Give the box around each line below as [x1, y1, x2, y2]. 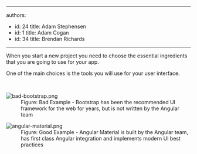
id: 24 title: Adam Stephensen [14, 23, 87, 30]
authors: [6, 12, 26, 18]
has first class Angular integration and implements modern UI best [21, 135, 181, 142]
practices [21, 141, 44, 148]
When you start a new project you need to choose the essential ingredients [6, 52, 188, 59]
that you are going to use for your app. [6, 59, 100, 65]
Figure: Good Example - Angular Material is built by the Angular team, [21, 129, 189, 135]
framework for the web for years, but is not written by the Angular [21, 105, 180, 112]
